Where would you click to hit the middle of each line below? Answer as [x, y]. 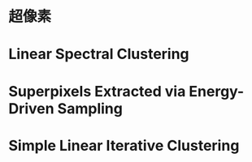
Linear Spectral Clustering [99, 54]
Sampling [90, 108]
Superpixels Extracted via [97, 91]
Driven [31, 108]
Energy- [217, 91]
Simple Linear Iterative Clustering [124, 145]
